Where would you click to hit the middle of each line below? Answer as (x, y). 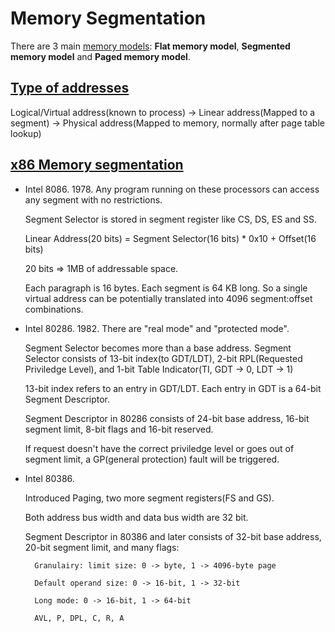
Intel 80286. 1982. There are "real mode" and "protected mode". (157, 328)
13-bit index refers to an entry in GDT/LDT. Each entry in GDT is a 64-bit (173, 388)
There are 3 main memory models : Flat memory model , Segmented (150, 46)
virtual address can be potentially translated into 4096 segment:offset (168, 298)
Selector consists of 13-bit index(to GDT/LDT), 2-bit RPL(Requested (163, 358)
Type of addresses (70, 88)
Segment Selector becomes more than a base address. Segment (158, 348)
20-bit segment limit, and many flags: (102, 547)
